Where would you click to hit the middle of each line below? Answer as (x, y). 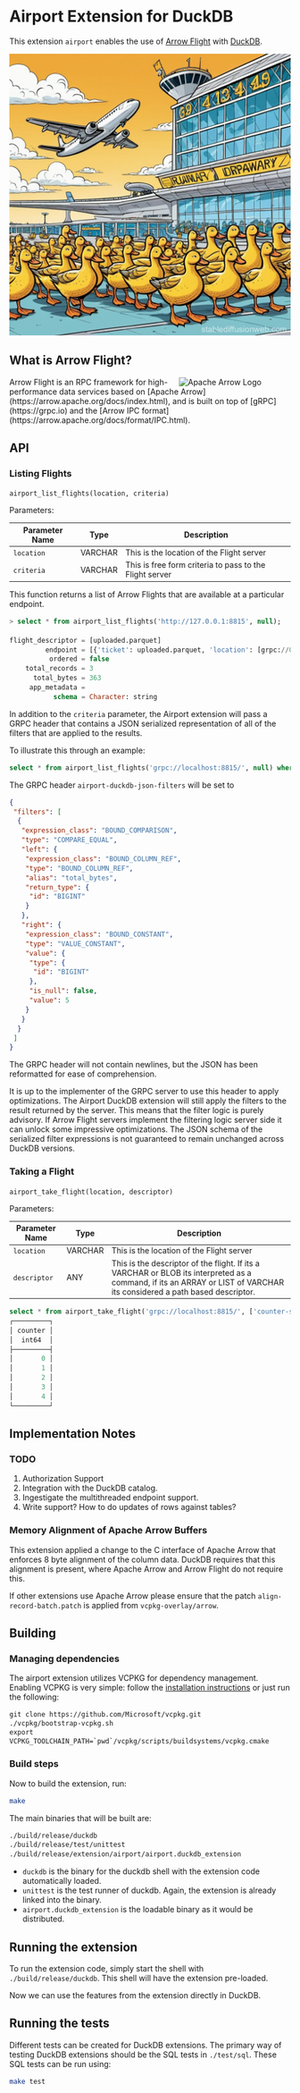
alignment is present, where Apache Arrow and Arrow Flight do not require (146, 1569)
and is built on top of (210, 401)
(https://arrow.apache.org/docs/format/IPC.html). (100, 420)
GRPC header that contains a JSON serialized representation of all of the (143, 723)
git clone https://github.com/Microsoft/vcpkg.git (105, 1715)
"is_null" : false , (63, 991)
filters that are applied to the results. (76, 733)
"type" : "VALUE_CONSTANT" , (75, 944)
